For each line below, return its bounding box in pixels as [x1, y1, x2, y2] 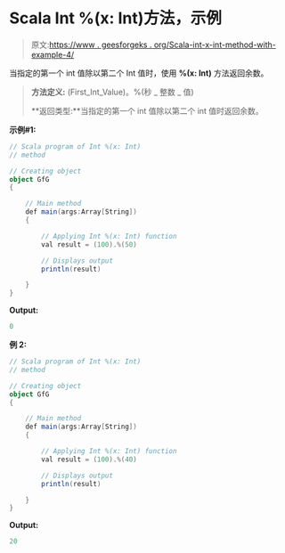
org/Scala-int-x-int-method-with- [153, 39, 276, 50]
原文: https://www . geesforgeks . [30, 39, 152, 50]
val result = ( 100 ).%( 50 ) [41, 240, 138, 249]
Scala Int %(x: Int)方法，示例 [9, 8, 223, 28]
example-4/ [30, 49, 75, 60]
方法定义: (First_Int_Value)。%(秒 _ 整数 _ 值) [30, 86, 194, 97]
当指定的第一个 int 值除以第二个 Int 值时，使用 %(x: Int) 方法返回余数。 [9, 68, 269, 78]
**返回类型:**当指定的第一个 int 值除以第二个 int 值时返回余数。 [30, 105, 265, 116]
